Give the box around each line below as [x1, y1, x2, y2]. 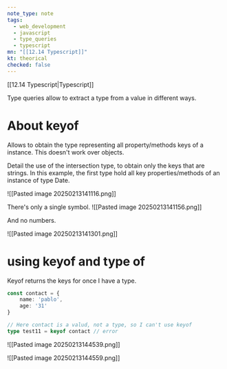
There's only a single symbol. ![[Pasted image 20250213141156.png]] [7, 203, 202, 211]
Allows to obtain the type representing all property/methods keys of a [7, 141, 204, 149]
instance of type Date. [7, 176, 70, 184]
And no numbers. [7, 216, 56, 224]
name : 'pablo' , [19, 296, 63, 303]
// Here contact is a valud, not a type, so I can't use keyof [7, 321, 193, 328]
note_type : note [7, 10, 54, 17]
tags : [7, 17, 23, 23]
